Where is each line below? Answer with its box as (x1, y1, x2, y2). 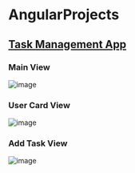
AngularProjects (8, 6, 120, 24)
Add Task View (8, 138, 68, 149)
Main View (8, 62, 50, 73)
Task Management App (8, 38, 126, 51)
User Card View (8, 99, 70, 111)
